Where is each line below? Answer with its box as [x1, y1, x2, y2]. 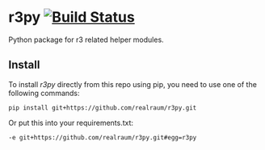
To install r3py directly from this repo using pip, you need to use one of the [8, 79, 257, 89]
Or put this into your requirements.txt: [8, 118, 134, 127]
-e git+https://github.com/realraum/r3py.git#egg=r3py [8, 133, 197, 141]
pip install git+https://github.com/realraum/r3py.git [8, 103, 197, 112]
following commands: [8, 88, 80, 98]
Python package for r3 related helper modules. [8, 35, 164, 44]
